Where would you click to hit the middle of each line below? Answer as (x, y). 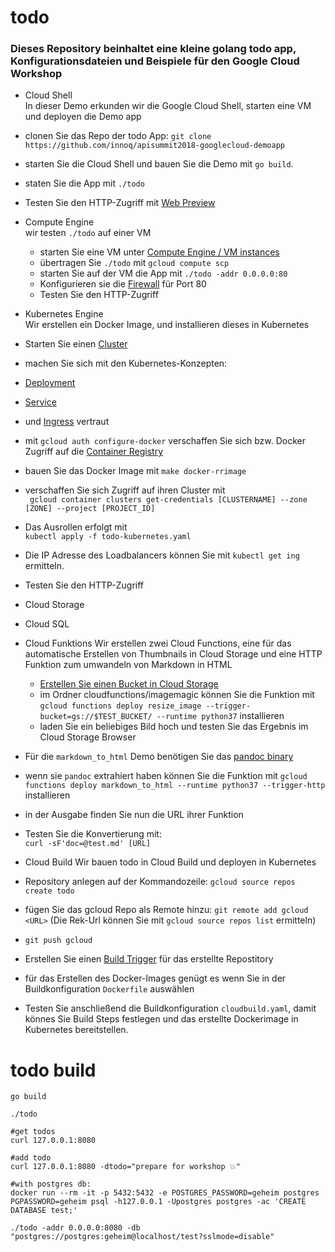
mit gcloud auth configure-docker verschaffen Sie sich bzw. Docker (165, 441)
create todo (49, 891)
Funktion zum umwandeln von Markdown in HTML (128, 665)
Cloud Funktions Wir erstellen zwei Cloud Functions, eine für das (158, 643)
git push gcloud (58, 941)
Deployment (50, 383)
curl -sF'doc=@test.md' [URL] (88, 844)
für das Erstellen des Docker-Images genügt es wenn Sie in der (155, 978)
